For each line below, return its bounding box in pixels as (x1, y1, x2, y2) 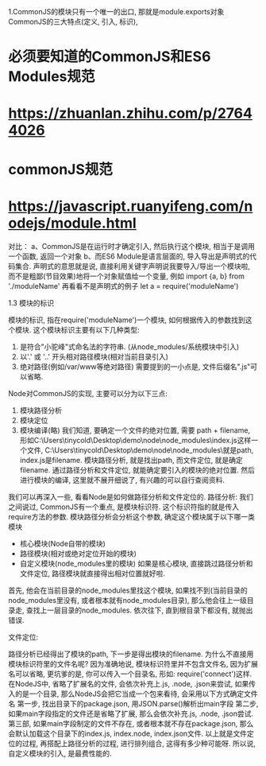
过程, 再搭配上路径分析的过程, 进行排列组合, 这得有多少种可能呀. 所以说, (21, 738, 256, 748)
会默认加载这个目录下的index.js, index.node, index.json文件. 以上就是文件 (8, 729, 248, 738)
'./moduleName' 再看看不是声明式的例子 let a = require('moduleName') (8, 281, 239, 290)
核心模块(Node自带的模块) (19, 539, 106, 548)
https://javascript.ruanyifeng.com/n (8, 197, 253, 215)
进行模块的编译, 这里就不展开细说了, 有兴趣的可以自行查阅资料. (19, 475, 225, 484)
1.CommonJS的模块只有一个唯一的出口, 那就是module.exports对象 (8, 7, 225, 16)
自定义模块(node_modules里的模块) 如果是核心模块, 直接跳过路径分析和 (19, 558, 253, 568)
